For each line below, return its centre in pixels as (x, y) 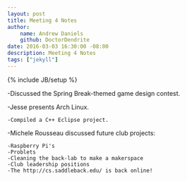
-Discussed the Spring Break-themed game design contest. (94, 93)
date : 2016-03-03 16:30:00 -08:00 (58, 46)
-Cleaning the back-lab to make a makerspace (75, 158)
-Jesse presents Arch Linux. (48, 107)
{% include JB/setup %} (42, 80)
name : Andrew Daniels (52, 33)
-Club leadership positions (49, 164)
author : (19, 27)
